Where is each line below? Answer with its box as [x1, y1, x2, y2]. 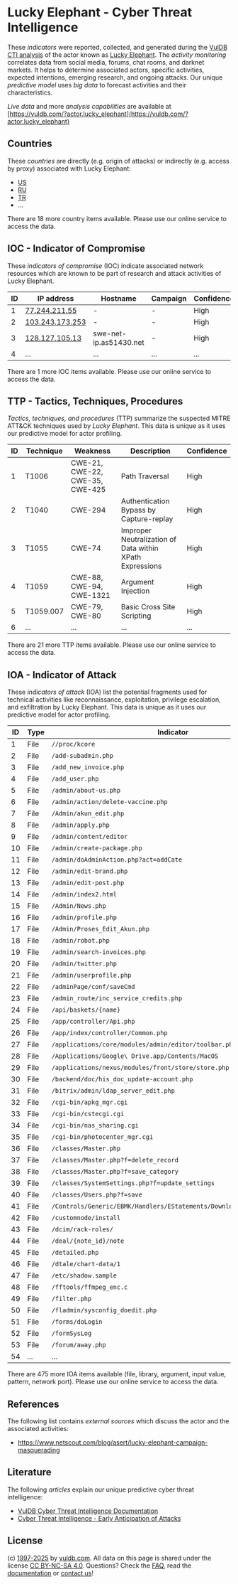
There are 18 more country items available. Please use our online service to [7, 214, 227, 223]
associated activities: [7, 1425, 69, 1433]
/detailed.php [51, 1248, 99, 1257]
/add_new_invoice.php [51, 764, 125, 771]
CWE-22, [70, 467, 103, 477]
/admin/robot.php [51, 936, 110, 945]
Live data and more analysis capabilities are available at [7, 102, 171, 110]
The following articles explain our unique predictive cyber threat [7, 1485, 195, 1494]
